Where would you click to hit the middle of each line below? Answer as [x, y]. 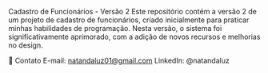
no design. [26, 45]
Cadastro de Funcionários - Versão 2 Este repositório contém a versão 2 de [133, 12]
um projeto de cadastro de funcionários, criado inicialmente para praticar [129, 20]
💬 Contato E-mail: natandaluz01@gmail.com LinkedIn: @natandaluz [119, 60]
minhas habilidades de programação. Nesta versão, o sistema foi [115, 28]
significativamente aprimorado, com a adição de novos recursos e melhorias [134, 36]
